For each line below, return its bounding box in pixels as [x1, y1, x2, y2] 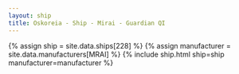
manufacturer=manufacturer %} [8, 57, 114, 68]
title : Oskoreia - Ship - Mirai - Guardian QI [8, 19, 166, 27]
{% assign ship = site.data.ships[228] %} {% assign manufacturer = [8, 41, 231, 50]
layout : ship [8, 11, 52, 20]
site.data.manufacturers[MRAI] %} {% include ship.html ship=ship [8, 49, 225, 59]
